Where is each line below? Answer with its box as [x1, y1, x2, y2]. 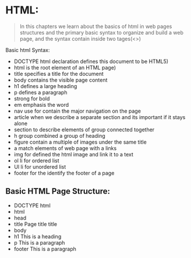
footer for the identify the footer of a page [13, 169, 115, 176]
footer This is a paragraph [13, 245, 76, 252]
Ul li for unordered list [13, 163, 66, 170]
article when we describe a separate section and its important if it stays [13, 113, 186, 120]
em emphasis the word [13, 101, 69, 108]
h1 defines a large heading [13, 82, 77, 89]
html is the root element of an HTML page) [13, 64, 116, 71]
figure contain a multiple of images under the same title [13, 138, 147, 145]
